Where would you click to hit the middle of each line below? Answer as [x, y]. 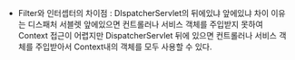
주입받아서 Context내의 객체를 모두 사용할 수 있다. [123, 47]
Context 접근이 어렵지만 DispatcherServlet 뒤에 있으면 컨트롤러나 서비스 [147, 35]
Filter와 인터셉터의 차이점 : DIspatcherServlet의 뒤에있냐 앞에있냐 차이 [143, 13]
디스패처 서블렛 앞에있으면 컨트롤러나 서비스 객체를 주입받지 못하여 [145, 24]
